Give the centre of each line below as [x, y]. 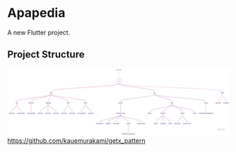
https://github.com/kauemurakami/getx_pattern [77, 141]
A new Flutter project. [39, 32]
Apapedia [36, 13]
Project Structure [46, 55]
